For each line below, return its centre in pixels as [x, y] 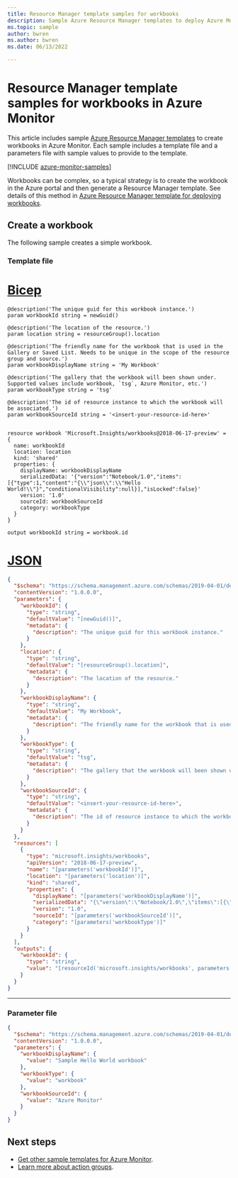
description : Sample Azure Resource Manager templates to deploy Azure [115, 21]
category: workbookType [55, 508]
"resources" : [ [36, 843]
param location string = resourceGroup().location [84, 334]
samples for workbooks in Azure [105, 103]
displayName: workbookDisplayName [71, 470]
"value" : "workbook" [56, 1080]
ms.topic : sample [33, 27]
